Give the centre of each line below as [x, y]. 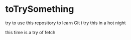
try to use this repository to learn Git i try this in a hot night [65, 23]
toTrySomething [40, 9]
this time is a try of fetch [30, 32]
